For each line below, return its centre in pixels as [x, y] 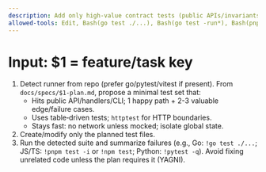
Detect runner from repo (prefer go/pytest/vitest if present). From [126, 84]
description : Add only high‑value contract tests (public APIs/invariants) [136, 15]
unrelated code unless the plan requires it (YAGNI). [103, 160]
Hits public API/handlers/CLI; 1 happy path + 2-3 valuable [125, 101]
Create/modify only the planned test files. [87, 135]
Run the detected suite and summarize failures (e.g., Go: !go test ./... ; [138, 143]
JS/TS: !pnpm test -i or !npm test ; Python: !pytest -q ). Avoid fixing [131, 151]
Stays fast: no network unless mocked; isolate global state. [127, 126]
